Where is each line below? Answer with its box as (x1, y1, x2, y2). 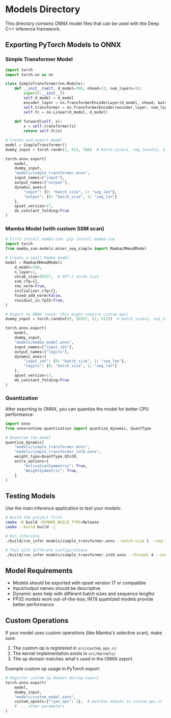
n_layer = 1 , (14, 270, 38, 275)
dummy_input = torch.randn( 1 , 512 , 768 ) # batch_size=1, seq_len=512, (5, 147, 160, 152)
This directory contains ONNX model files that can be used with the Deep (5, 20, 159, 26)
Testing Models (5, 492, 55, 500)
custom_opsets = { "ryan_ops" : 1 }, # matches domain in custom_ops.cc (14, 699, 163, 704)
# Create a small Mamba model (5, 255, 70, 260)
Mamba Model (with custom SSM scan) (5, 225, 104, 232)
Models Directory (5, 4, 80, 15)
